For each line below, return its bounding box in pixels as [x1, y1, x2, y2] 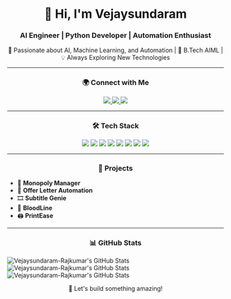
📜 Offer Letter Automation [16, 187, 93, 195]
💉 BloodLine [16, 204, 53, 212]
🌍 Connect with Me [82, 78, 149, 88]
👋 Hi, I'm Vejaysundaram [44, 6, 187, 22]
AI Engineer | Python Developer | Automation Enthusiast [19, 31, 212, 40]
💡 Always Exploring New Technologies [60, 53, 170, 62]
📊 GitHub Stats [89, 238, 142, 248]
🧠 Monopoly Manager [16, 179, 80, 187]
